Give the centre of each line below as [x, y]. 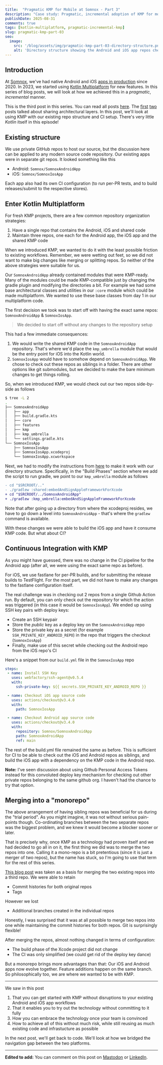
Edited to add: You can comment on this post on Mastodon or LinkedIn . [76, 1057]
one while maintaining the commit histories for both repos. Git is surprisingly [81, 925]
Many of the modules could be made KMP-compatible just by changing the [80, 280]
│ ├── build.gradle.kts [31, 416]
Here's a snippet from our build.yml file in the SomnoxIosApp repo [70, 660]
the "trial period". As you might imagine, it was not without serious [71, 817]
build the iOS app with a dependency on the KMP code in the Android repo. [80, 760]
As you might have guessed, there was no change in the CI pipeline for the [80, 560]
